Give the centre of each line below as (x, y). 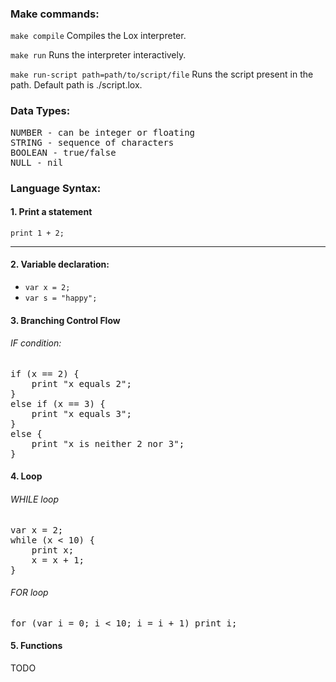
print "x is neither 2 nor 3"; (108, 443)
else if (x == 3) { (58, 403)
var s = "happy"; (61, 298)
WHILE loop (35, 499)
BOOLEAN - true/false (63, 152)
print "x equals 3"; (81, 413)
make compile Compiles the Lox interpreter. (98, 36)
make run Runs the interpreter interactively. (98, 55)
